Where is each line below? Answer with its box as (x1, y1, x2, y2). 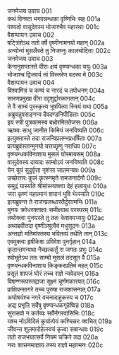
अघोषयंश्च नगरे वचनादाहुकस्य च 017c (7, 293, 94, 301)
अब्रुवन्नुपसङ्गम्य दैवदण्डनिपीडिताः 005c (7, 110, 96, 118)
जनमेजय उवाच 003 (7, 54, 54, 63)
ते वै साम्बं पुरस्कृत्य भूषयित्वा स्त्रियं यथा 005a (7, 103, 108, 110)
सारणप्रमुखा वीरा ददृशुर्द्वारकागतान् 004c (7, 94, 96, 103)
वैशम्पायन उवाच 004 (7, 78, 55, 86)
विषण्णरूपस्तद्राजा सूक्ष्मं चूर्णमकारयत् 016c (7, 277, 101, 286)
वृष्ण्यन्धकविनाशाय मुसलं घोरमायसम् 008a (7, 150, 101, 158)
